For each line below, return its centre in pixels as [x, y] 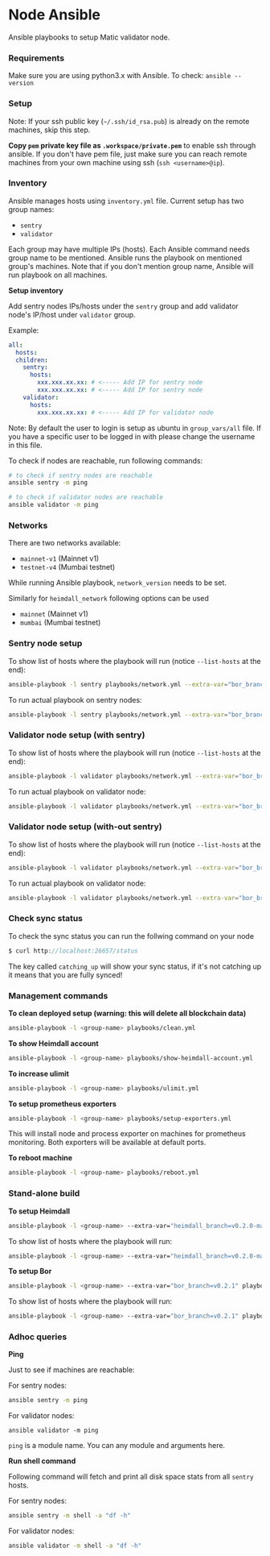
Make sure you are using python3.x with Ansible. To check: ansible [120, 76]
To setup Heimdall [39, 1211]
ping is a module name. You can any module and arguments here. [117, 1446]
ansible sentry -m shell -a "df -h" [70, 1516]
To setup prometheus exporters [62, 1104]
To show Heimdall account [53, 1043]
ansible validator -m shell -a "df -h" [75, 1546]
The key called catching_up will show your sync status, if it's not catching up [135, 966]
